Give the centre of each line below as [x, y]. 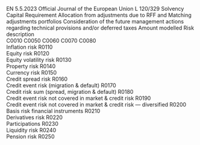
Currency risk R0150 [32, 72]
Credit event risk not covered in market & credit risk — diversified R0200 [96, 104]
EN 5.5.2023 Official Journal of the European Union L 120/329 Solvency [95, 9]
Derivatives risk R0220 [35, 117]
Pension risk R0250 [31, 137]
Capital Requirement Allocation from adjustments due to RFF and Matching [99, 15]
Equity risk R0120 [28, 53]
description [20, 34]
